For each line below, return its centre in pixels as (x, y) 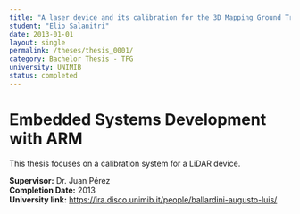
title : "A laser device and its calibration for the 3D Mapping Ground (145, 17)
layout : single (37, 42)
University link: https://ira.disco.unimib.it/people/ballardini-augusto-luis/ (143, 199)
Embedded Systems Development (138, 119)
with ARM (46, 138)
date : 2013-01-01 (42, 34)
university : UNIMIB (46, 68)
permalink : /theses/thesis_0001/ (71, 51)
